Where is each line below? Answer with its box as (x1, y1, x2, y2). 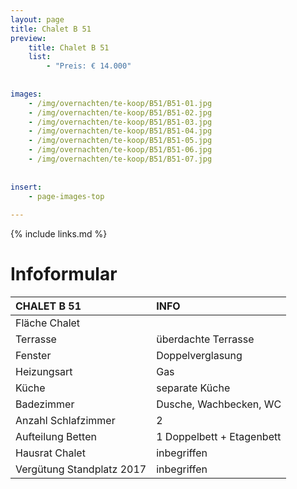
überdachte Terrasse (156, 332, 255, 346)
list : (28, 52, 52, 62)
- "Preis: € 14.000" (46, 61, 132, 71)
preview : (10, 33, 47, 43)
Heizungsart (15, 365, 73, 379)
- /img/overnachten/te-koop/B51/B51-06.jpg (28, 145, 213, 155)
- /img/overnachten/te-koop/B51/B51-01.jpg (28, 98, 213, 108)
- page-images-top (28, 191, 105, 201)
